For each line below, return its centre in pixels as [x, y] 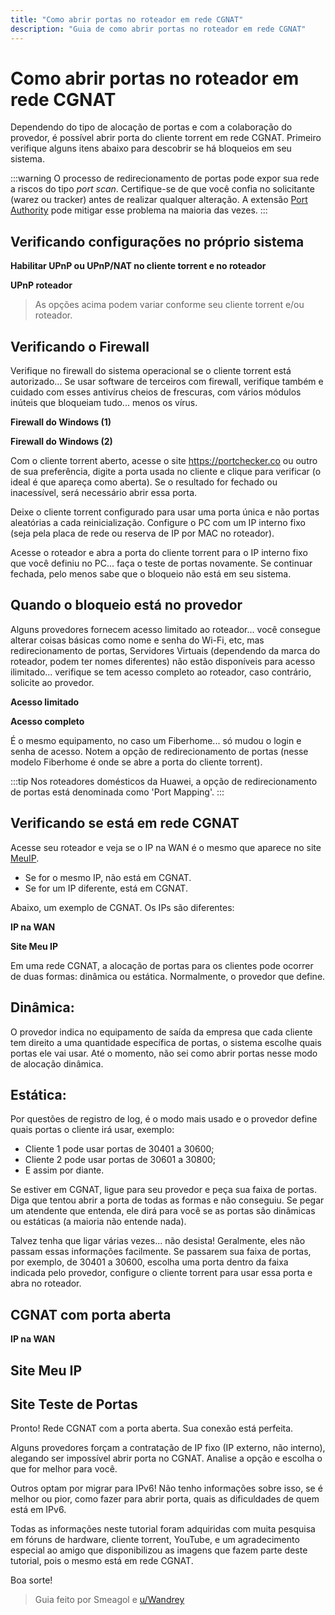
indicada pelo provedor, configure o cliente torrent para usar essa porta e [161, 1273]
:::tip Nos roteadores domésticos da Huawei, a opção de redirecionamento [164, 781]
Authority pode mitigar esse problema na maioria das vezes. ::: [139, 210]
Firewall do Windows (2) [61, 442]
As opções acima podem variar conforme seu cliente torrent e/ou [169, 305]
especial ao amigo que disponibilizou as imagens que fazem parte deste [159, 1550]
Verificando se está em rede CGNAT [125, 823]
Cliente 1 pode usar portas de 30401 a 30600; [119, 1149]
